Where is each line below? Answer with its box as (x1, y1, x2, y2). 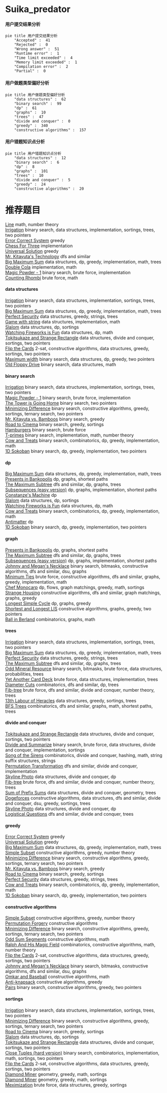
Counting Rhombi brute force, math (5, 275, 78, 281)
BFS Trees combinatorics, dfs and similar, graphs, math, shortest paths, (5, 703, 153, 709)
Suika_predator (5, 4, 71, 15)
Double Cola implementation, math (5, 264, 77, 270)
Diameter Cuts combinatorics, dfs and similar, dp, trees (5, 682, 119, 688)
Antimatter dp (5, 519, 34, 525)
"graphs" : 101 (14, 168, 49, 174)
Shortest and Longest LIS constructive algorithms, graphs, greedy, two (5, 605, 151, 611)
